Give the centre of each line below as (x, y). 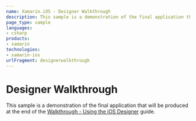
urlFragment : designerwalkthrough (48, 60)
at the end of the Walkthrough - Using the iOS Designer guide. (81, 112)
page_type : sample (28, 22)
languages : (19, 28)
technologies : (23, 50)
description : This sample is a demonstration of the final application (95, 17)
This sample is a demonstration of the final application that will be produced (97, 105)
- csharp (17, 33)
